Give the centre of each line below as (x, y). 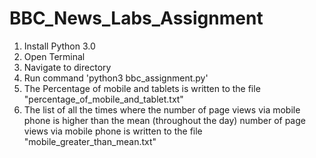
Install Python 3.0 (59, 46)
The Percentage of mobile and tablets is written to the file (142, 88)
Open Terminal (54, 56)
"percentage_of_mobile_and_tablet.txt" (103, 99)
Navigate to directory (67, 67)
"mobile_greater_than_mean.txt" (90, 141)
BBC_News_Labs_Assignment (136, 18)
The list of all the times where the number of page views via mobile (162, 109)
